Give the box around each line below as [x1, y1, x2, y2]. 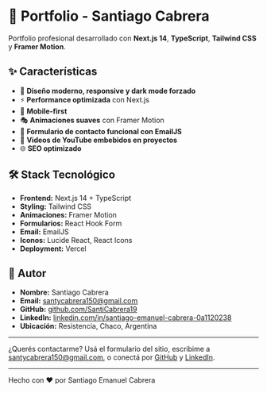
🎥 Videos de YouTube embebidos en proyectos [19, 135, 177, 144]
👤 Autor [8, 266, 47, 280]
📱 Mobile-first [19, 106, 68, 116]
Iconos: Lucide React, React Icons [19, 235, 133, 245]
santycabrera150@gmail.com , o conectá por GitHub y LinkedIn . [8, 353, 215, 362]
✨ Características [8, 65, 98, 79]
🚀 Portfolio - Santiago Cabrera [8, 7, 210, 25]
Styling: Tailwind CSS [19, 202, 92, 211]
